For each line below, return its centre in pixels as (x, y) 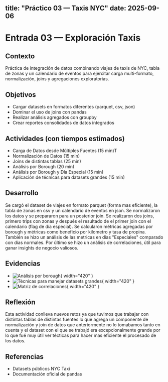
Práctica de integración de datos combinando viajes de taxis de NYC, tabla (82, 68)
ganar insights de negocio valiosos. (42, 247)
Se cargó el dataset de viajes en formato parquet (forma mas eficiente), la (81, 205)
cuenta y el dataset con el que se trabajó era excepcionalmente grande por (83, 330)
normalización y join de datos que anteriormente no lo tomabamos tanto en (83, 325)
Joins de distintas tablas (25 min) (47, 161)
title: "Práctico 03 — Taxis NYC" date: (66, 8)
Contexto (20, 56)
